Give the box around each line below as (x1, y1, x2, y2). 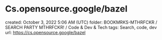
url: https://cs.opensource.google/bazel (5, 29, 86, 35)
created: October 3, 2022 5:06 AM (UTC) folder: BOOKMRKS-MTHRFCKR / (5, 19, 158, 25)
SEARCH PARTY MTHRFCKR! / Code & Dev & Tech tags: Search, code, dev (5, 24, 157, 30)
